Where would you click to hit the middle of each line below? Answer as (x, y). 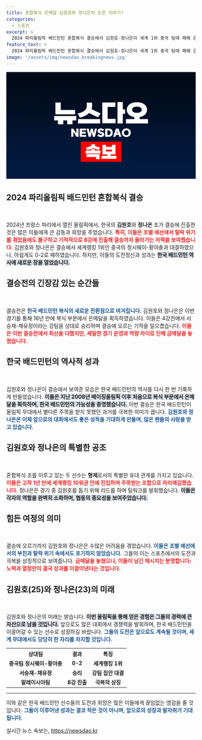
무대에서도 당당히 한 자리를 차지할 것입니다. (63, 639)
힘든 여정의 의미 (34, 518)
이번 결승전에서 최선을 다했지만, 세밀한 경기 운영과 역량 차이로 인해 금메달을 (99, 333)
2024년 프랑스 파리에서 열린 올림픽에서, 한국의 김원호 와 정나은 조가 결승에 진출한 (101, 225)
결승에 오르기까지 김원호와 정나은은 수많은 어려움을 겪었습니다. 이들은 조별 (93, 546)
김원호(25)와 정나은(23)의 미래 (60, 589)
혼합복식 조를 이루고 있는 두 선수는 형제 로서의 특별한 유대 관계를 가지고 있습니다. (100, 475)
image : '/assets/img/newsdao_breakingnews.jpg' (67, 57)
